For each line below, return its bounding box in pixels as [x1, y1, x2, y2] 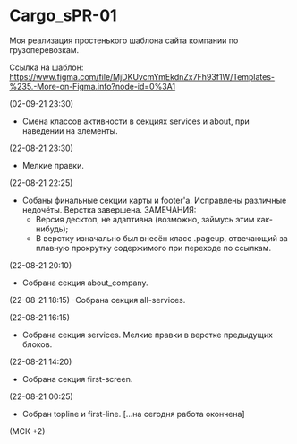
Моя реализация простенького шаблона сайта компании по [9, 35, 239, 46]
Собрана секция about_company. [21, 277, 149, 288]
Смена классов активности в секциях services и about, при [21, 116, 250, 126]
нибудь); [35, 223, 69, 234]
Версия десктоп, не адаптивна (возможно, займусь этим [35, 213, 255, 224]
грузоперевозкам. [9, 44, 80, 55]
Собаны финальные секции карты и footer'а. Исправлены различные [21, 195, 287, 205]
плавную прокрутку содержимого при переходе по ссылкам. [35, 242, 271, 253]
